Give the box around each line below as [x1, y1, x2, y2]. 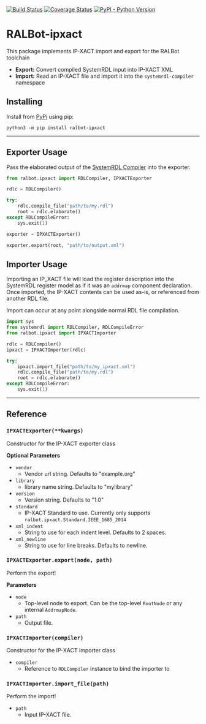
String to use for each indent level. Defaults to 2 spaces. [24, 529, 167, 536]
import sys [6, 319, 34, 325]
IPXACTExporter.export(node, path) [6, 557, 113, 564]
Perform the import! [6, 693, 56, 700]
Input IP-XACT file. [24, 711, 72, 718]
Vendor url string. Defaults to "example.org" [24, 470, 135, 477]
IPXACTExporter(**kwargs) [6, 428, 84, 434]
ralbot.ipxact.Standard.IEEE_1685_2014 [24, 516, 127, 523]
